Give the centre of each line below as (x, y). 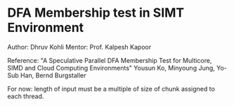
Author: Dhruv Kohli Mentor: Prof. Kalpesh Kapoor (79, 47)
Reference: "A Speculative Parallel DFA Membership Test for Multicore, (110, 60)
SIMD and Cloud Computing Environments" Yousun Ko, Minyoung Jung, (111, 68)
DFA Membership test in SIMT (96, 13)
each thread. (26, 96)
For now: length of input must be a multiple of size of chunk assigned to (111, 89)
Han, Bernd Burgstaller (53, 75)
